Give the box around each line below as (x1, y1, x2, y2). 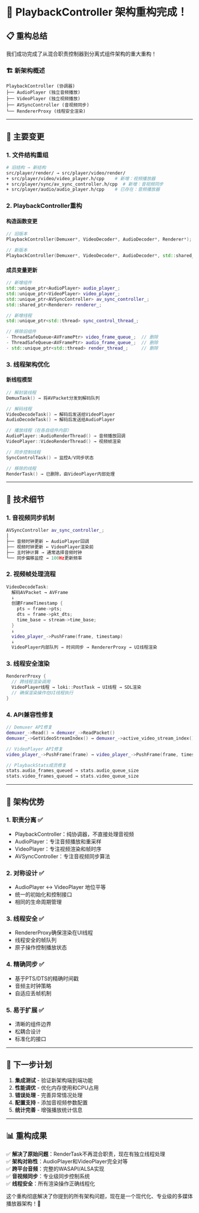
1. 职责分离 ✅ (6, 816, 43, 824)
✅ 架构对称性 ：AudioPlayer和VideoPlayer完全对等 (6, 1157, 129, 1164)
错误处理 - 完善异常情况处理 (14, 1091, 83, 1099)
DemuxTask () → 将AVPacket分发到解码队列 (6, 395, 100, 401)
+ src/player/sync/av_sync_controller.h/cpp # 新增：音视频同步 (6, 181, 164, 187)
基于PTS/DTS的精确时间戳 (14, 975, 79, 982)
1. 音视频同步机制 (6, 514, 55, 522)
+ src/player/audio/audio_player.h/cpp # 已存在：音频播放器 (6, 187, 160, 192)
